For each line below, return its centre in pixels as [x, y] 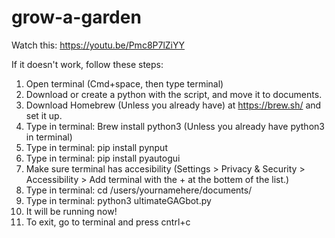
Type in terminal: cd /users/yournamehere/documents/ [139, 190]
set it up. [44, 115]
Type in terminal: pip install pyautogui [103, 158]
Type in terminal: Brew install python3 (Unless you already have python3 [175, 126]
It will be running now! [71, 211]
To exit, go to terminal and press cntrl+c [108, 222]
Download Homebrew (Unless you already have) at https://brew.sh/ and [173, 105]
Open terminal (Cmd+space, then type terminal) [124, 83]
